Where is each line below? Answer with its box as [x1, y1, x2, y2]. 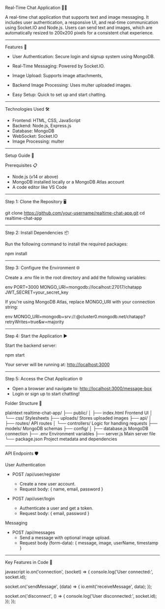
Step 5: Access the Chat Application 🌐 [5, 376, 83, 381]
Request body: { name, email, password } [19, 486, 103, 492]
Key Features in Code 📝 [5, 559, 53, 565]
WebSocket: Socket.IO [12, 133, 58, 139]
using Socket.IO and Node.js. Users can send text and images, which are [5, 25, 153, 30]
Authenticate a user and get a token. [19, 505, 93, 511]
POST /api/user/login [12, 496, 55, 501]
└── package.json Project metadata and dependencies [5, 436, 117, 442]
